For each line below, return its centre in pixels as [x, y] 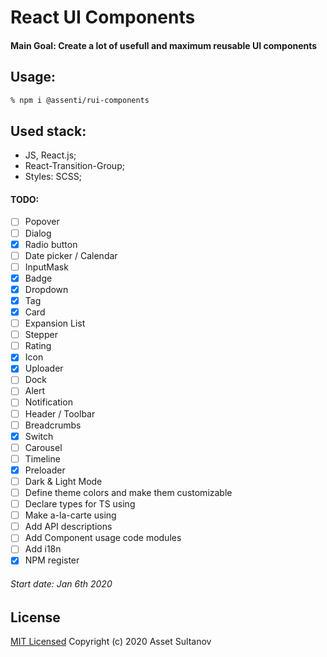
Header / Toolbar [60, 413]
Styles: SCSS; [53, 177]
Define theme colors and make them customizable [128, 492]
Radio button [51, 244]
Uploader [44, 368]
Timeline [42, 458]
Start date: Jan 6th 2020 [61, 584]
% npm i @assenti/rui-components [80, 100]
